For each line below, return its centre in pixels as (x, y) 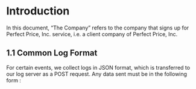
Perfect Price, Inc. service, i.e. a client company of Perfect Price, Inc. (92, 34)
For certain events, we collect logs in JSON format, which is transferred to (98, 67)
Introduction (38, 11)
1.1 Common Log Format (52, 53)
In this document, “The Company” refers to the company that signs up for (98, 28)
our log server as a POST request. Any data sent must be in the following (97, 74)
